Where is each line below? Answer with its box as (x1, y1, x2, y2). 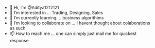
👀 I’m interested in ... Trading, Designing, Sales (9, 10, 103, 16)
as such (9, 25, 26, 31)
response (9, 38, 29, 43)
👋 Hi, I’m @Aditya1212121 (9, 5, 59, 10)
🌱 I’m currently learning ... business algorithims (9, 15, 104, 20)
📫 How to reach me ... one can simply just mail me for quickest (9, 31, 137, 36)
